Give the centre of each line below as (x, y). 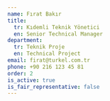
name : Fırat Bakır (34, 14)
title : (17, 21)
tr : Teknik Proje (39, 47)
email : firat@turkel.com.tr (49, 60)
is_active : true (31, 80)
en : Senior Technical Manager (58, 34)
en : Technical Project (47, 54)
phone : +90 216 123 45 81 (45, 67)
